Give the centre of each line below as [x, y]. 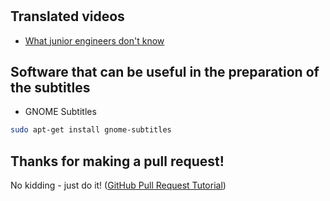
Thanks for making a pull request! [117, 161]
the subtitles [50, 87]
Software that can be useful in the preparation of [165, 72]
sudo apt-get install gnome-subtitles [91, 130]
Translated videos [67, 16]
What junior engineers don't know [94, 40]
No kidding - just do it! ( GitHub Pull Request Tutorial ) [118, 185]
